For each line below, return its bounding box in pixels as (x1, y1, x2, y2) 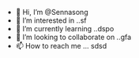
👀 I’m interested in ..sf (15, 16, 87, 25)
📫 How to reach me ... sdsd (15, 42, 107, 50)
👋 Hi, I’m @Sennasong (15, 8, 88, 16)
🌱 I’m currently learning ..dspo (15, 24, 115, 33)
